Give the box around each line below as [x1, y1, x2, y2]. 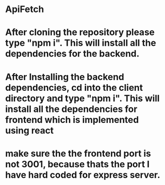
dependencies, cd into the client [5, 82, 143, 93]
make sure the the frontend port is [5, 148, 151, 159]
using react [5, 125, 54, 136]
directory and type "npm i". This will [5, 92, 160, 104]
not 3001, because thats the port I [5, 158, 150, 170]
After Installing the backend [5, 71, 125, 83]
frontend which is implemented [5, 114, 139, 126]
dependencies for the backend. [5, 48, 140, 59]
